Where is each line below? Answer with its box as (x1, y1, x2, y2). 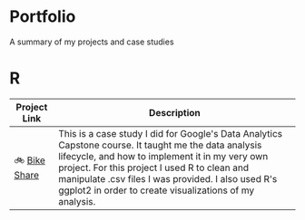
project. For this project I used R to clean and (58, 161, 250, 174)
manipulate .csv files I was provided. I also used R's (58, 172, 278, 185)
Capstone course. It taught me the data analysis (58, 139, 262, 151)
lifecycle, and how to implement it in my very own (58, 149, 269, 162)
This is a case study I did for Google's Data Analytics (58, 127, 283, 139)
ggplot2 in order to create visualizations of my (58, 184, 255, 196)
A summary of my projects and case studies (9, 36, 174, 47)
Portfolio (9, 6, 76, 27)
